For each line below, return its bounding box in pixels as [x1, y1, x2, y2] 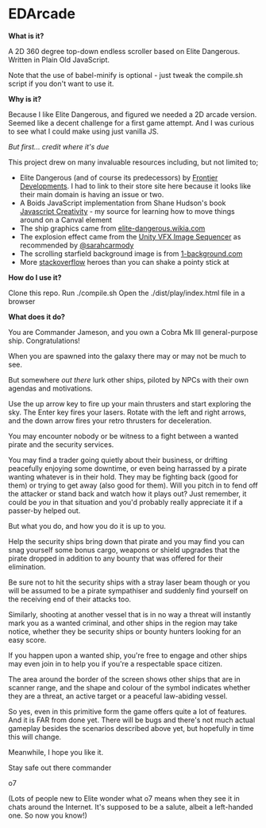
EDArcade [8, 5, 76, 23]
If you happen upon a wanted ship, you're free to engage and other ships [8, 650, 248, 660]
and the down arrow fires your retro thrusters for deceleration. [8, 415, 212, 426]
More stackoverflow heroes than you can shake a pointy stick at [19, 257, 229, 266]
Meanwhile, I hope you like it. [8, 747, 104, 756]
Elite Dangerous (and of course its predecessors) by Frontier [19, 173, 218, 182]
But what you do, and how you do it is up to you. [8, 521, 167, 531]
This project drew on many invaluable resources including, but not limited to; [8, 157, 259, 167]
